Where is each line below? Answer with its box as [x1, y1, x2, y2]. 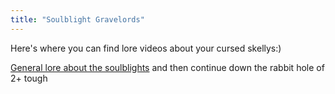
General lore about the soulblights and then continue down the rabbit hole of [10, 61, 325, 73]
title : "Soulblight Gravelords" [10, 14, 145, 25]
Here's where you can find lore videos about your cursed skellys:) [10, 42, 282, 54]
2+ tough [10, 72, 48, 84]
